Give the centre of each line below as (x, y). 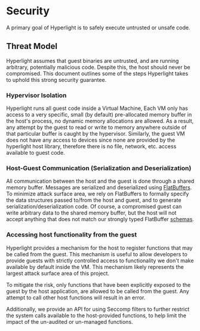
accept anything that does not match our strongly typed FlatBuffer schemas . (100, 219)
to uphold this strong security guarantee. (56, 79)
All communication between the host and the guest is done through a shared (100, 181)
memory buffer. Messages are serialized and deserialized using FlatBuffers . (99, 188)
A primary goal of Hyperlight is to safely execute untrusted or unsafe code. (98, 27)
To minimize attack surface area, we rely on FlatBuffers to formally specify (98, 194)
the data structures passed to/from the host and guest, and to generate (94, 200)
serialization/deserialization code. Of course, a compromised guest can (94, 207)
